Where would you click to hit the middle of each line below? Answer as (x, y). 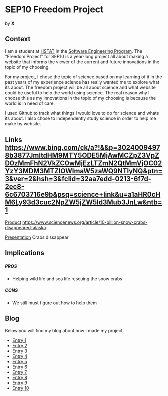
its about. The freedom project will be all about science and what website (80, 87)
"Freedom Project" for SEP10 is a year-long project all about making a (77, 56)
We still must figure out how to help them (55, 303)
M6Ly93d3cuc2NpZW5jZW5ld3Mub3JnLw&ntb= (84, 203)
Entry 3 (20, 351)
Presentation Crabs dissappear (37, 237)
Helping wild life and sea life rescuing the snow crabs (67, 278)
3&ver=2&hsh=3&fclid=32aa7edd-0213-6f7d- (78, 179)
